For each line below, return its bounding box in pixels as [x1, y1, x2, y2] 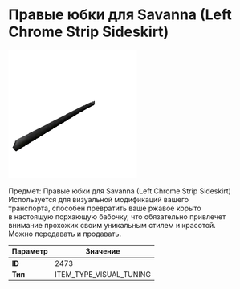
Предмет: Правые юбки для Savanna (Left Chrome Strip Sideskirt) [8, 186, 231, 196]
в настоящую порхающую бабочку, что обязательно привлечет [8, 211, 226, 222]
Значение [85, 246, 120, 256]
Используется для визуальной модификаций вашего [8, 194, 189, 204]
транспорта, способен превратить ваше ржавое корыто [8, 203, 202, 213]
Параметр [11, 246, 48, 256]
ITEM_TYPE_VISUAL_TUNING [55, 269, 151, 279]
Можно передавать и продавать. [8, 229, 122, 238]
